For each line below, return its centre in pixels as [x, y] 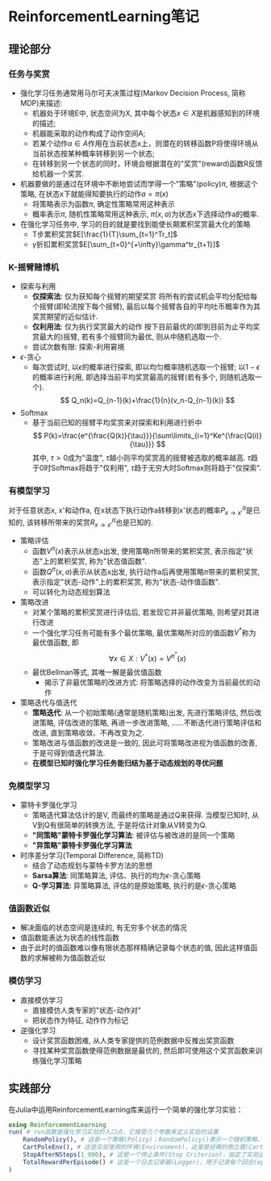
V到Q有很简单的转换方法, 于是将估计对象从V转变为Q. [119, 825]
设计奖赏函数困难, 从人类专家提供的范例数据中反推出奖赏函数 [133, 1040]
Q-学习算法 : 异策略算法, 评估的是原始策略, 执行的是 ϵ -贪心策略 [134, 886]
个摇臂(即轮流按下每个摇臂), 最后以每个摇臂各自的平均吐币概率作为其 [146, 307]
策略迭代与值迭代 [48, 702]
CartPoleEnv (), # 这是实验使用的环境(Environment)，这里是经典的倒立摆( [136, 1147]
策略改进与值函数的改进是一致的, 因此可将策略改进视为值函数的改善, [145, 743]
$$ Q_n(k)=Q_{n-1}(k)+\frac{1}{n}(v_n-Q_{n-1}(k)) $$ [148, 400]
